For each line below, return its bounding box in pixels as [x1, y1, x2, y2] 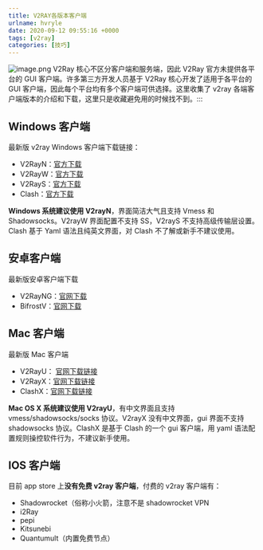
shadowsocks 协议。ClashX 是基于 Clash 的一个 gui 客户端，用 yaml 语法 [8, 423, 249, 433]
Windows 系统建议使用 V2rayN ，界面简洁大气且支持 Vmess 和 [8, 206, 215, 215]
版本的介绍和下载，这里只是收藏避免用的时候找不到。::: [22, 94, 203, 104]
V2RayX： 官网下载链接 [19, 376, 96, 386]
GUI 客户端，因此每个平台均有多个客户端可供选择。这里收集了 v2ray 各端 [8, 84, 248, 94]
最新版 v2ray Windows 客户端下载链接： [8, 142, 141, 151]
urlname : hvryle [8, 19, 62, 27]
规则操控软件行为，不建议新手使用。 [14, 433, 134, 442]
